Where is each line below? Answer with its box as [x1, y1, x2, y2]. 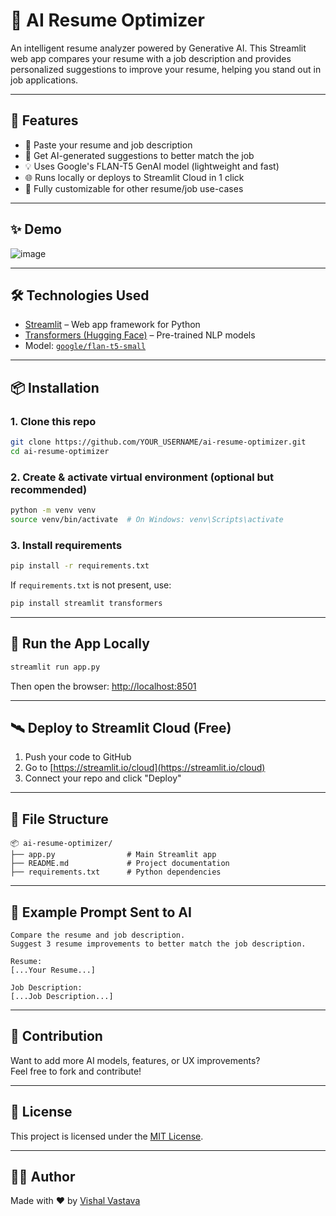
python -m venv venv [10, 505, 97, 516]
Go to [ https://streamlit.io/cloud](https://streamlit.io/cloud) [24, 762, 266, 774]
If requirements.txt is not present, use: [10, 579, 172, 591]
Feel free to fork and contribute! [10, 1065, 142, 1077]
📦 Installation [10, 379, 100, 396]
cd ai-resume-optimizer [10, 446, 110, 456]
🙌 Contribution [10, 1028, 103, 1045]
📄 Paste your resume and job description [24, 139, 193, 151]
